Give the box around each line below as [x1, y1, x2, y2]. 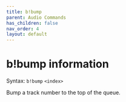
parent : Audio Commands [6, 14, 67, 21]
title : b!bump [6, 8, 42, 15]
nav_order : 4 [6, 25, 39, 32]
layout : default [6, 31, 47, 37]
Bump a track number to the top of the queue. [6, 89, 121, 97]
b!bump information [6, 57, 109, 71]
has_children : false [6, 20, 59, 26]
